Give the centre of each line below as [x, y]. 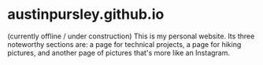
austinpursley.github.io [86, 14]
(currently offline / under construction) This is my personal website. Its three [131, 36]
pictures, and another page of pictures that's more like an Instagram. [119, 52]
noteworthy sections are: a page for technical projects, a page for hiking [124, 44]
